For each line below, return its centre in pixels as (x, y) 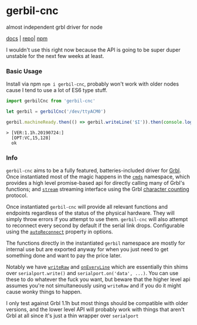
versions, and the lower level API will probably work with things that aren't (95, 310)
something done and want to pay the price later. (64, 256)
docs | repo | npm (27, 38)
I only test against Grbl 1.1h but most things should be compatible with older (97, 303)
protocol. (17, 195)
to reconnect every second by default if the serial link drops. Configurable (95, 226)
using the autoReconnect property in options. (60, 232)
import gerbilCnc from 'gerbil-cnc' (51, 101)
